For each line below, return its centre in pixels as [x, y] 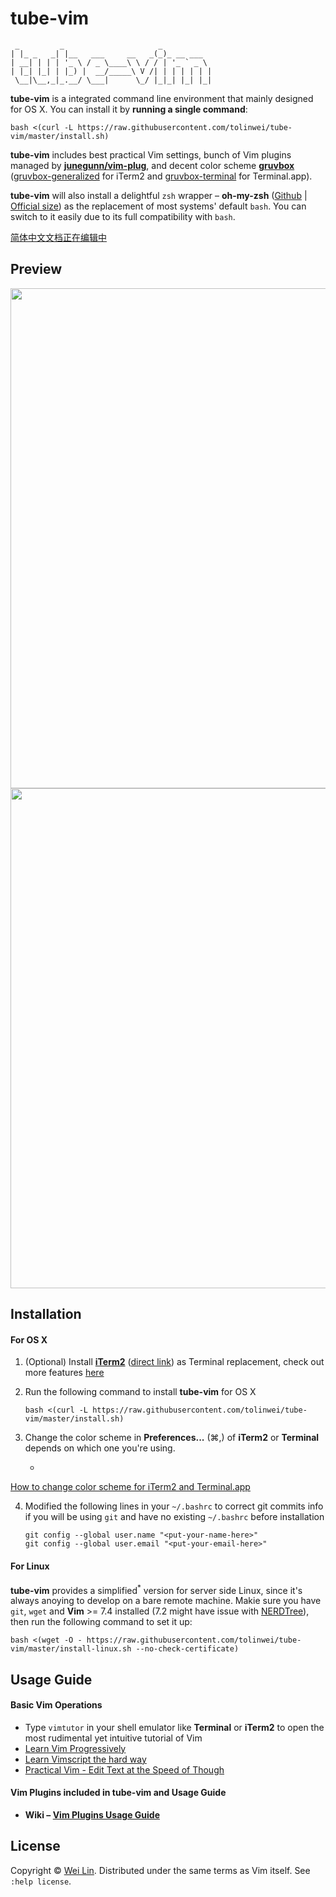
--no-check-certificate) [187, 1649]
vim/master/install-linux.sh [71, 1649]
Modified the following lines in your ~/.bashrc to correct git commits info [174, 1506]
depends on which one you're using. [100, 1448]
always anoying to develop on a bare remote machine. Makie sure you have [166, 1601]
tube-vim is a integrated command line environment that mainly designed [162, 98]
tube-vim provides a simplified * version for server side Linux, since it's [156, 1589]
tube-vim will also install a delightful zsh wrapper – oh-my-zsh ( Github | [159, 195]
